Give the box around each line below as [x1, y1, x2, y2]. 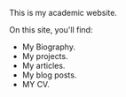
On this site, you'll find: [9, 25, 93, 34]
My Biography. [21, 41, 75, 52]
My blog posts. [21, 70, 77, 80]
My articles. [21, 61, 66, 71]
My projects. [21, 51, 68, 61]
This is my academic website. [9, 8, 118, 18]
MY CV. [21, 79, 51, 89]
